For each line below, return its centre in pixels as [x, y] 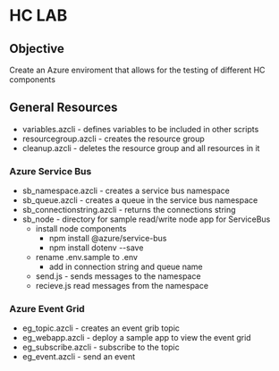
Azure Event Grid [47, 309]
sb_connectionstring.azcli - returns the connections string [129, 210]
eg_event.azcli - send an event [79, 357]
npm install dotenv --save [96, 248]
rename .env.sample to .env [87, 257]
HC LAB [38, 16]
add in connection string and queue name [126, 267]
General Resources [63, 108]
